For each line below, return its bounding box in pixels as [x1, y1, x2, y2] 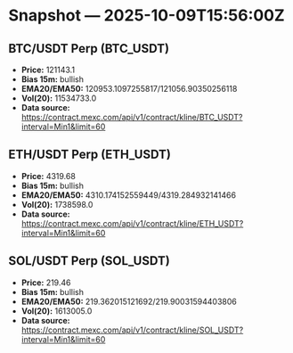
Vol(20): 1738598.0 [20, 199, 94, 209]
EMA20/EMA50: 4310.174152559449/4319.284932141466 [20, 189, 237, 201]
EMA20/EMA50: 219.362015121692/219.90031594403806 [20, 296, 237, 307]
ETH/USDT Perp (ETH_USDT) [8, 147, 171, 162]
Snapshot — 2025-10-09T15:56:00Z [8, 5, 286, 26]
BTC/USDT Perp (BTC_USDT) [8, 41, 170, 56]
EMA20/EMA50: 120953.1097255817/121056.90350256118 [20, 84, 238, 94]
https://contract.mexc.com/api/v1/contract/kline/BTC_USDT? [20, 112, 243, 122]
